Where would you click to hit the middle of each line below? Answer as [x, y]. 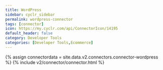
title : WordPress [23, 10]
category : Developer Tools [33, 38]
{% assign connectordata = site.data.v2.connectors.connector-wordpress [82, 57]
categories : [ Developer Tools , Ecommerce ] [49, 43]
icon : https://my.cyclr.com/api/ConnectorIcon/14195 [62, 29]
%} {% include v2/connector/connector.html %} [55, 62]
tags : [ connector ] [24, 24]
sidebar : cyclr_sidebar [30, 15]
